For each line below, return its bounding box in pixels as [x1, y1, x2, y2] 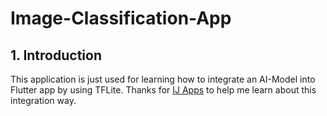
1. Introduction [10, 47, 102, 64]
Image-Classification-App [10, 7, 232, 30]
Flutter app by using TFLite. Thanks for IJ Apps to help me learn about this [10, 84, 317, 96]
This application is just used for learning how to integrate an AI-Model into [10, 73, 316, 85]
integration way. [10, 95, 77, 106]
